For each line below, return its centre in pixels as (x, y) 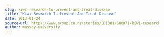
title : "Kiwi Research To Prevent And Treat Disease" (61, 14)
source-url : (17, 23)
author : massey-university (32, 27)
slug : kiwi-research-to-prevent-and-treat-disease (58, 9)
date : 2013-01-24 (23, 18)
